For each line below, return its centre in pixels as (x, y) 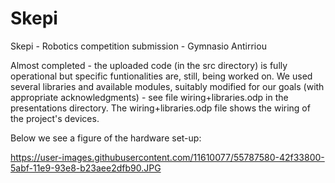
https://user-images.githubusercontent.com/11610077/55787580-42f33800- (167, 157)
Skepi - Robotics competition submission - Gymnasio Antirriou (138, 46)
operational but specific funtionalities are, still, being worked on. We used (161, 76)
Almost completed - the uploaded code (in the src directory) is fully (149, 65)
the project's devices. (55, 118)
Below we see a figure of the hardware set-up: (106, 138)
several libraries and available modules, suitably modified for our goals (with (167, 86)
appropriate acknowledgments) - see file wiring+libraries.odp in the (149, 97)
